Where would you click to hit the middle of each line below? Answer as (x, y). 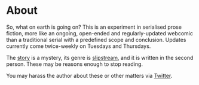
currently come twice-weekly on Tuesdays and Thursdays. (79, 46)
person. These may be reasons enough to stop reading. (75, 64)
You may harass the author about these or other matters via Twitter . (89, 75)
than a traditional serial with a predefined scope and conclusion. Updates (96, 40)
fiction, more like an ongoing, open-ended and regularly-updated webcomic (99, 33)
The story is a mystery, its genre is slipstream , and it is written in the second (100, 57)
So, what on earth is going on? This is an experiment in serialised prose (94, 27)
